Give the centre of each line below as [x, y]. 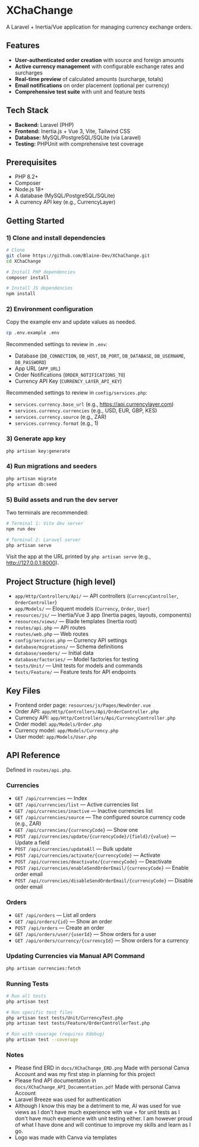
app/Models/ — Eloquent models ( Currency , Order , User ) [82, 609]
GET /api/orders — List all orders [55, 915]
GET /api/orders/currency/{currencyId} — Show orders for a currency [102, 941]
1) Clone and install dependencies [56, 238]
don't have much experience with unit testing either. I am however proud [103, 1118]
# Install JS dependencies [40, 288]
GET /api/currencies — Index [51, 798]
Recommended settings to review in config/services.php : [77, 393]
